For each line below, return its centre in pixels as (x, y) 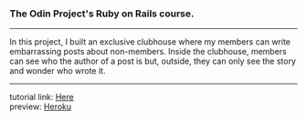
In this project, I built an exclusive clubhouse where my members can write (150, 42)
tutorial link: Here (42, 97)
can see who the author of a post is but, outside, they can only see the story (153, 61)
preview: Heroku (41, 106)
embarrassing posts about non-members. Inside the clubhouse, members (148, 52)
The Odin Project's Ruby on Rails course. (102, 14)
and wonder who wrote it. (58, 71)
